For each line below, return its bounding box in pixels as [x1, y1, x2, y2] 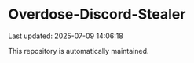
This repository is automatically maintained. [8, 46, 149, 55]
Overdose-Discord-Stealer [8, 5, 186, 23]
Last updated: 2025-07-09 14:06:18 [8, 31, 123, 40]
